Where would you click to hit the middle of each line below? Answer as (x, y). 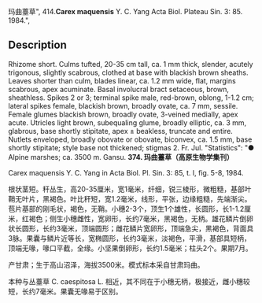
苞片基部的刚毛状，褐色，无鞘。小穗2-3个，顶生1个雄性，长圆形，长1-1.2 (126, 209)
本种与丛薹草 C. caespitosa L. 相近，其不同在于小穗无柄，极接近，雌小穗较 (129, 281)
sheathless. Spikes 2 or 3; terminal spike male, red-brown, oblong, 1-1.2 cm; (131, 98)
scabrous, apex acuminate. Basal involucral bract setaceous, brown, (119, 89)
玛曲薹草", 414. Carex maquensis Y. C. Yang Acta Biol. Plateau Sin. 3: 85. (125, 11)
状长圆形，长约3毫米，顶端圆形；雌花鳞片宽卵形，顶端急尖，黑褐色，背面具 (131, 228)
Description (37, 45)
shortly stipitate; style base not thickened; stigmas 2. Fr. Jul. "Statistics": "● (131, 147)
